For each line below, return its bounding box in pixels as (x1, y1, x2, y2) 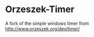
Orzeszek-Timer (5, 4, 75, 15)
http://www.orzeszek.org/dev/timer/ (5, 25, 80, 31)
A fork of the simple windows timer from (5, 20, 89, 26)
